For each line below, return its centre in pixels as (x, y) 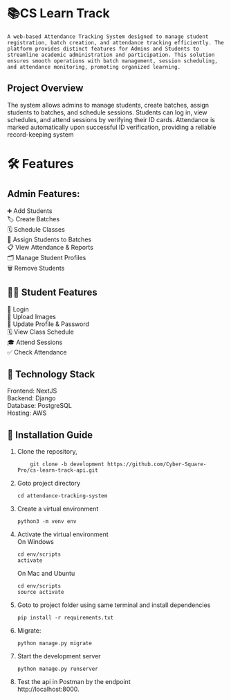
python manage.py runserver (57, 669)
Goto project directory (49, 484)
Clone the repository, (47, 452)
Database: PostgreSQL (40, 406)
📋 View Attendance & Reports (50, 247)
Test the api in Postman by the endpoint (74, 682)
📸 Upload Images (32, 316)
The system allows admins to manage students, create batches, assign (108, 105)
